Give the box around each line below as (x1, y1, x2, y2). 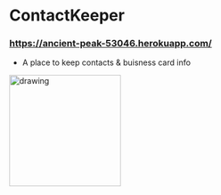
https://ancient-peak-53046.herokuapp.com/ (9, 37, 212, 50)
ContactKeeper (9, 5, 125, 26)
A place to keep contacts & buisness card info (21, 57, 192, 68)
